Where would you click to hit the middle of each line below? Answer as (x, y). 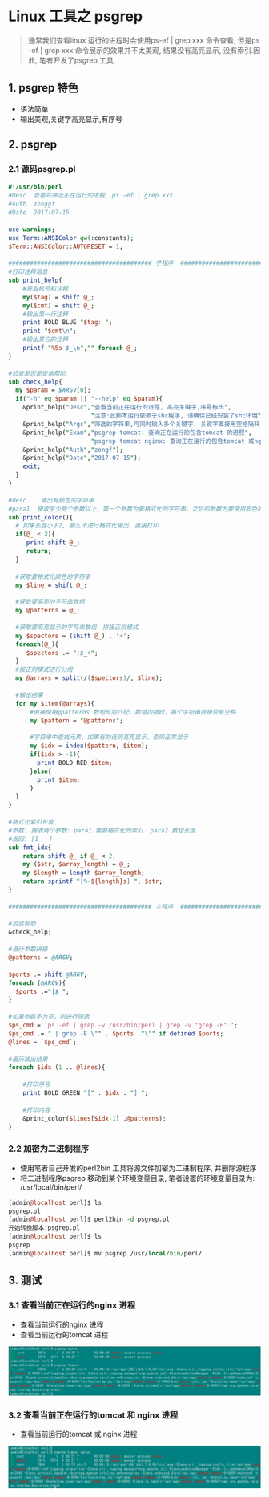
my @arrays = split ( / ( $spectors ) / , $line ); (89, 678)
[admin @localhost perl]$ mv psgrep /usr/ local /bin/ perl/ (105, 1253)
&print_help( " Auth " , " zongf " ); (73, 450)
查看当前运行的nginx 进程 (62, 1324)
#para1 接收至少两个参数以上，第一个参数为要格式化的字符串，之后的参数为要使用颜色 (133, 509)
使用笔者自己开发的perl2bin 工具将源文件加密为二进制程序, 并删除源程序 (139, 1168)
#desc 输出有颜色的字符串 (51, 500)
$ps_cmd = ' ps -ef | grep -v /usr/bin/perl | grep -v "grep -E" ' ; (123, 1025)
